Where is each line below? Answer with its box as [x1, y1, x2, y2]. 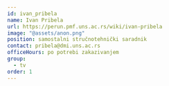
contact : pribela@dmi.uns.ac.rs [7, 42, 100, 49]
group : [7, 55, 26, 62]
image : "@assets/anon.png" [7, 29, 85, 37]
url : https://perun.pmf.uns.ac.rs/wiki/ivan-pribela [7, 23, 163, 30]
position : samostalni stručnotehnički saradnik [7, 36, 148, 43]
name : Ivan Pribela [7, 17, 64, 24]
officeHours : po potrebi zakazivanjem [7, 49, 119, 56]
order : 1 [7, 68, 33, 75]
